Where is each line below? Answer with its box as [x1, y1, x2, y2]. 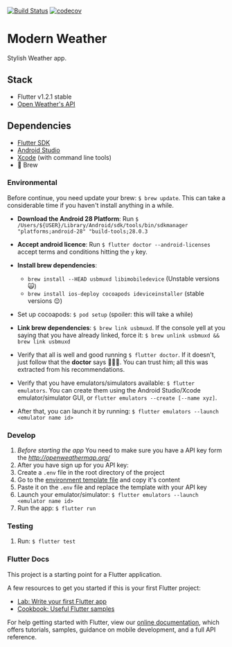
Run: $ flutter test [17, 537, 76, 546]
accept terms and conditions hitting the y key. [17, 247, 148, 256]
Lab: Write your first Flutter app [17, 597, 107, 605]
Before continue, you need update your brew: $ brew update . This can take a [7, 193, 226, 202]
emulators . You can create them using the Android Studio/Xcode [17, 386, 201, 394]
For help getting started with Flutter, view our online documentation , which [7, 618, 220, 626]
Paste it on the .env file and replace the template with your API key [17, 483, 208, 491]
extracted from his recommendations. [17, 365, 125, 373]
